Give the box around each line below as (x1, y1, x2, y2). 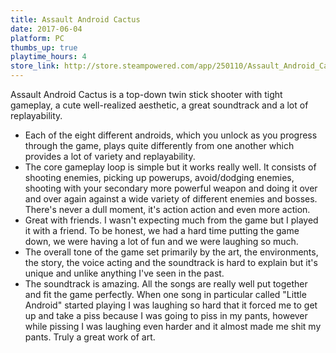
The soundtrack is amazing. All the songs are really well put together (24, 278, 308, 290)
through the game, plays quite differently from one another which (24, 140, 295, 151)
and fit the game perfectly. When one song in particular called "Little (24, 289, 307, 300)
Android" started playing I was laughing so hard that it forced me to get (24, 299, 318, 311)
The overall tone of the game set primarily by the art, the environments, (24, 246, 319, 258)
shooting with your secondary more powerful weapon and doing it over (24, 182, 318, 194)
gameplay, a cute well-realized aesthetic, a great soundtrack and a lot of (10, 99, 309, 111)
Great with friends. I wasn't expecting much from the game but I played (24, 214, 319, 226)
